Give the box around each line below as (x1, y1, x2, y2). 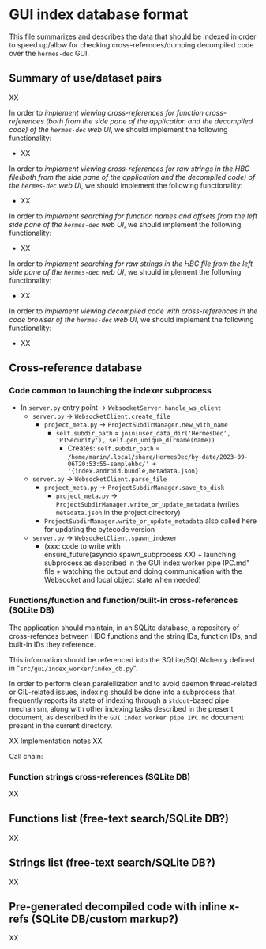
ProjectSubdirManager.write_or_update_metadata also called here (43, 516, 257, 526)
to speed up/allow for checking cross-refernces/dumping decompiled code (9, 40, 254, 49)
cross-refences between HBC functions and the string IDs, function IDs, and (9, 631, 257, 640)
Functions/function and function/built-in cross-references (9, 595, 238, 606)
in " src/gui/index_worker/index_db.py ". (9, 663, 138, 673)
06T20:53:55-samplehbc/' (67, 461, 149, 469)
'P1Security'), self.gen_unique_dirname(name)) (55, 437, 215, 445)
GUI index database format (9, 6, 189, 24)
